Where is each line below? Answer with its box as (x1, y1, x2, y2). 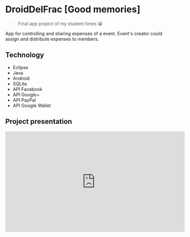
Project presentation (5, 117, 73, 126)
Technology (5, 51, 45, 59)
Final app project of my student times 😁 (17, 20, 103, 27)
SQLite (12, 80, 27, 87)
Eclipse (12, 64, 29, 70)
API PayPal (12, 97, 36, 103)
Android (12, 75, 30, 81)
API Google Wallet (12, 102, 51, 109)
